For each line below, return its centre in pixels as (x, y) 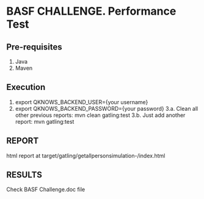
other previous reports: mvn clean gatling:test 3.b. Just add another (100, 115)
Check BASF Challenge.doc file (46, 190)
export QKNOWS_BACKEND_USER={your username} (82, 102)
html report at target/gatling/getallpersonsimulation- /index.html (86, 156)
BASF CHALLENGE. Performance (91, 11)
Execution (26, 87)
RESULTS (24, 175)
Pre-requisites (34, 47)
